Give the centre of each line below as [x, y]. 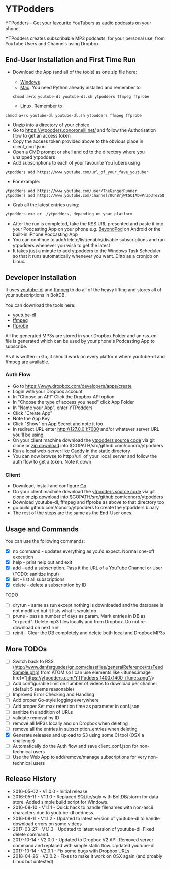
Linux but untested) [33, 861]
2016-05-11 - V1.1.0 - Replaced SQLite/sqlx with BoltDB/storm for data [85, 796]
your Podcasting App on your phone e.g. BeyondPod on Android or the [87, 229]
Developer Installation [41, 277]
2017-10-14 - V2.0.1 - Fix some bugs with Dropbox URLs [71, 851]
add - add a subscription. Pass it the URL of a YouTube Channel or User [88, 568]
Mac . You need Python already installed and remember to [80, 87]
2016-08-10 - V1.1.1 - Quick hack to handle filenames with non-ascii [83, 807]
